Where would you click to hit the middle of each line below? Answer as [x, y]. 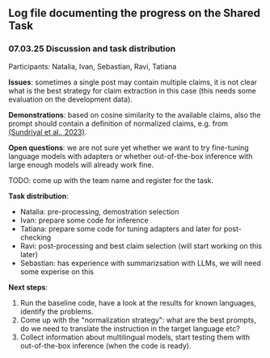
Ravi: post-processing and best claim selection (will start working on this [141, 246]
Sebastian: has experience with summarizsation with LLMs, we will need [140, 263]
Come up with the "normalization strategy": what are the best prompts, [138, 320]
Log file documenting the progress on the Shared [135, 13]
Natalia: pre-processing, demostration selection [99, 211]
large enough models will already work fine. [81, 164]
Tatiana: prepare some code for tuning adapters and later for [121, 228]
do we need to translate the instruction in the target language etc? [130, 328]
